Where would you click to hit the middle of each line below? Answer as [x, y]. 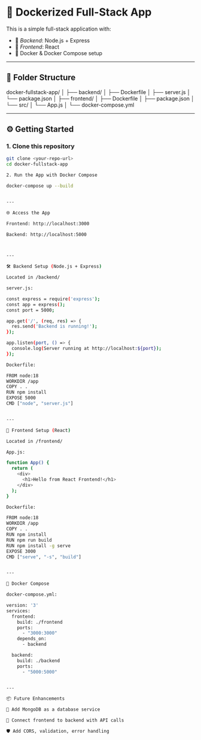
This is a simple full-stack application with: [59, 29]
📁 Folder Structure [41, 78]
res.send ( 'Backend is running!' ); [54, 327]
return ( [22, 469]
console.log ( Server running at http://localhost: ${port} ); [87, 349]
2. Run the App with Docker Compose [52, 175]
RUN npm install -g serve [38, 546]
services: [19, 611]
